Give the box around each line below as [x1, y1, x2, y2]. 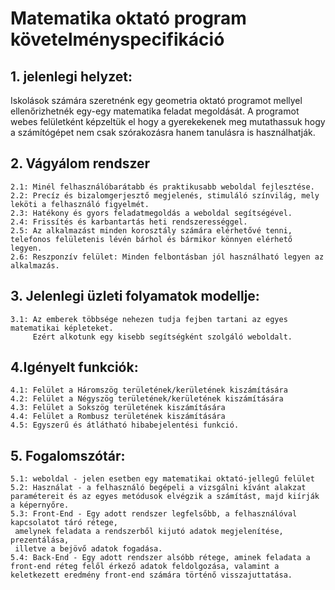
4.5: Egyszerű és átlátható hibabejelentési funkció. [10, 420, 240, 431]
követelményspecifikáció [10, 28, 225, 51]
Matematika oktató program [10, 7, 247, 30]
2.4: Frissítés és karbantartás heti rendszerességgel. [10, 217, 248, 227]
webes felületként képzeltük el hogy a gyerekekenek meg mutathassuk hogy [10, 116, 326, 127]
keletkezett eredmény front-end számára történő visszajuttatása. [10, 570, 293, 581]
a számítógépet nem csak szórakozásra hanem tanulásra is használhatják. [10, 127, 316, 138]
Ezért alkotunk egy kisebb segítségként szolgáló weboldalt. [32, 332, 293, 342]
